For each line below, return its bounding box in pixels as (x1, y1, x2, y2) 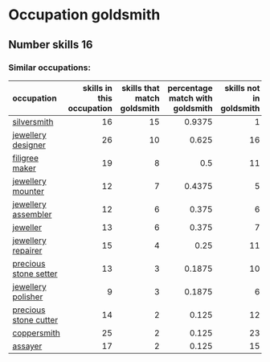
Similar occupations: (8, 62, 91, 73)
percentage (167, 82, 213, 93)
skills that (121, 82, 160, 93)
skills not (224, 82, 260, 93)
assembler (12, 208, 52, 220)
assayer (12, 340, 43, 352)
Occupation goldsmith (8, 6, 161, 24)
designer (12, 139, 47, 150)
